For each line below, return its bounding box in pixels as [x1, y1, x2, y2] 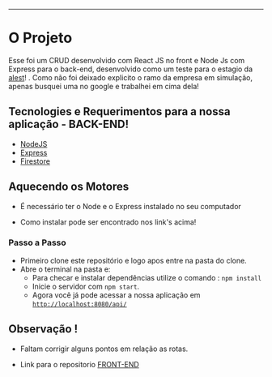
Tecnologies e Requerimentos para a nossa [8, 105, 231, 118]
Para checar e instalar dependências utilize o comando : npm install [32, 272, 261, 282]
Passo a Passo [8, 237, 66, 248]
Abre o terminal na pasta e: [19, 264, 111, 274]
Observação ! [8, 322, 79, 336]
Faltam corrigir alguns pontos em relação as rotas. [19, 344, 189, 353]
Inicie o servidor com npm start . [32, 281, 140, 291]
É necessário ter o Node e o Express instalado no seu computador [19, 201, 241, 211]
